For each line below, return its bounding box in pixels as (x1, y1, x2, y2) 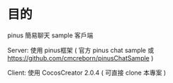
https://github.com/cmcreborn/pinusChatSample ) (7, 53, 154, 62)
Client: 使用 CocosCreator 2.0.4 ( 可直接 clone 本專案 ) (7, 68, 167, 77)
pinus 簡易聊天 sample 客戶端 (7, 31, 94, 39)
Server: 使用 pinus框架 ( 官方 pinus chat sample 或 (7, 46, 155, 54)
